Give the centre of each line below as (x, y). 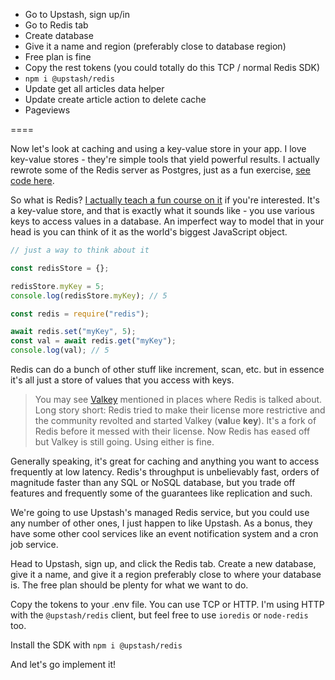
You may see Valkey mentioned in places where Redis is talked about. (178, 399)
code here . (32, 180)
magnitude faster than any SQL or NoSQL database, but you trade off (153, 482)
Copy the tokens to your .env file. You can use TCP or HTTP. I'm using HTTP (167, 604)
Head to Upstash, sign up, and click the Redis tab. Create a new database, (163, 563)
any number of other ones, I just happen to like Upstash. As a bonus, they (161, 523)
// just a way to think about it (80, 250)
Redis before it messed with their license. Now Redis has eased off (172, 431)
